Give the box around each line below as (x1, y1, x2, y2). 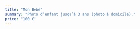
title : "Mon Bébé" (5, 7, 43, 12)
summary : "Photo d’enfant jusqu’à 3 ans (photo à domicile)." (5, 12, 136, 17)
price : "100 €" (5, 16, 36, 21)
